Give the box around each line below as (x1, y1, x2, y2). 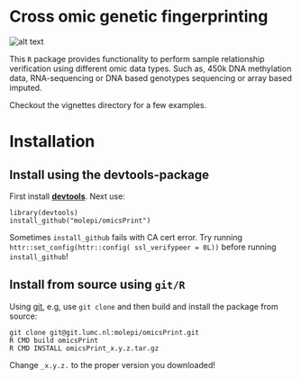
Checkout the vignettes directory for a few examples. (9, 99, 207, 110)
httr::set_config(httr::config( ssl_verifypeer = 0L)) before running (9, 241, 277, 252)
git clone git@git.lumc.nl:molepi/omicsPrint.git (9, 328, 200, 337)
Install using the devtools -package (9, 167, 210, 182)
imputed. (9, 82, 42, 93)
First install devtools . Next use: (9, 191, 126, 202)
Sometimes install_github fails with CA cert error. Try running (9, 231, 243, 242)
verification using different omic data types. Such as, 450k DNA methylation (9, 63, 292, 74)
